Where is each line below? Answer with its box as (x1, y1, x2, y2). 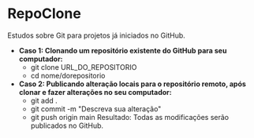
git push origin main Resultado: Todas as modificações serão (30, 112, 230, 122)
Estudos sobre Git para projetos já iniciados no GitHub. (7, 31, 186, 40)
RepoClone (7, 5, 82, 23)
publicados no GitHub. (30, 121, 104, 130)
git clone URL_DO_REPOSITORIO (30, 62, 137, 71)
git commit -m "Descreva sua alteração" (30, 103, 162, 114)
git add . (30, 96, 58, 105)
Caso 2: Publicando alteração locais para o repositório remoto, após (18, 79, 246, 89)
